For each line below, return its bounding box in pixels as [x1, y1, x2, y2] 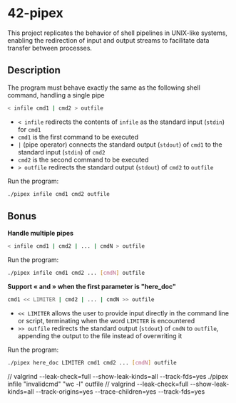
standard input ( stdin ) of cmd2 [17, 147, 106, 156]
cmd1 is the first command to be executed [17, 132, 139, 141]
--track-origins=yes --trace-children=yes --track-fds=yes [35, 387, 205, 396]
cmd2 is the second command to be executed [17, 155, 149, 164]
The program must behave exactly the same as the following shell [7, 83, 201, 92]
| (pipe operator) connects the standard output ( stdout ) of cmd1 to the [17, 140, 222, 149]
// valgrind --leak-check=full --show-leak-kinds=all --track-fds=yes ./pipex [7, 372, 229, 380]
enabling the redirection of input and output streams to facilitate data [7, 36, 210, 44]
